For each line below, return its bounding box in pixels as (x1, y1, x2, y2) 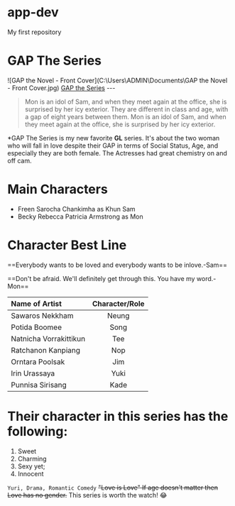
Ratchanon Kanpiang (11, 345, 80, 355)
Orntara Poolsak (11, 356, 65, 366)
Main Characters (7, 182, 108, 197)
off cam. (7, 156, 32, 165)
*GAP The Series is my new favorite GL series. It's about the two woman (7, 133, 220, 142)
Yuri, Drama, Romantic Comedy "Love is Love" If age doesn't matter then (7, 483, 219, 492)
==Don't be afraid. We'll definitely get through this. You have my (7, 274, 195, 282)
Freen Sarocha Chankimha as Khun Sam (17, 204, 136, 213)
